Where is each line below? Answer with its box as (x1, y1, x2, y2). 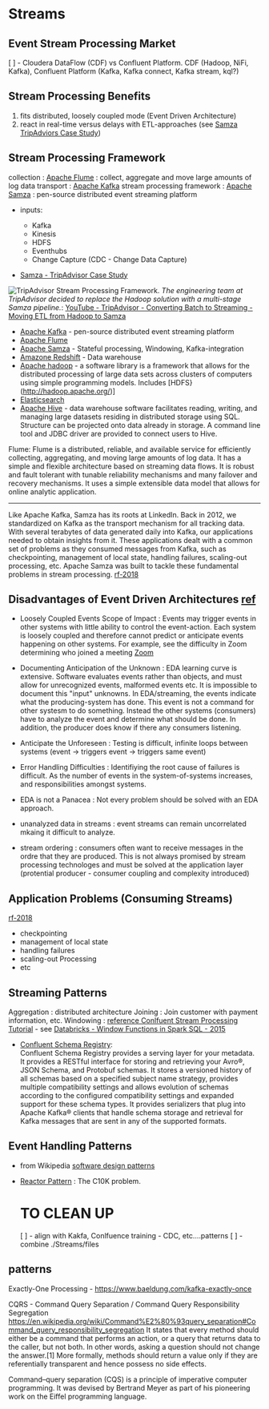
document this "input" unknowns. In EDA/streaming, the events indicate (19, 689, 257, 698)
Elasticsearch (19, 394, 65, 405)
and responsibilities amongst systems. (19, 779, 147, 789)
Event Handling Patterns (8, 1139, 132, 1153)
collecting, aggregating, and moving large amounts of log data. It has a (8, 453, 242, 462)
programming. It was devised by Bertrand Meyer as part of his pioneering (8, 1383, 251, 1392)
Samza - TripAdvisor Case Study (19, 270, 128, 280)
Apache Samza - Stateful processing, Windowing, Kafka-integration (19, 344, 244, 353)
